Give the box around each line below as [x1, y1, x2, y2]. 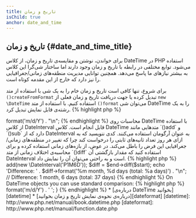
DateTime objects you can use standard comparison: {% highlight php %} [6, 180, 185, 187]
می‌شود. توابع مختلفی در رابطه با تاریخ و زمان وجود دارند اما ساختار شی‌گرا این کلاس [6, 63, 191, 71]
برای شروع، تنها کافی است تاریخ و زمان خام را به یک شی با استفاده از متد [6, 87, 167, 94]
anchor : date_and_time [6, 19, 62, 25]
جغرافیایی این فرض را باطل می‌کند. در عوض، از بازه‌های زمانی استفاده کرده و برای [6, 143, 187, 150]
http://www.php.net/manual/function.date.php [6, 205, 118, 212]
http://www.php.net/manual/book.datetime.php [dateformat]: [6, 199, 154, 206]
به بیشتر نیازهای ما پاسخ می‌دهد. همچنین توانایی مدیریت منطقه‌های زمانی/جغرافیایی [6, 70, 188, 77]
